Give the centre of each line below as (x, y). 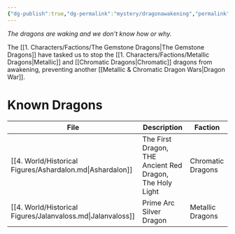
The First (157, 139)
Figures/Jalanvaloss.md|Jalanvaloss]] (73, 216)
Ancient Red (162, 165)
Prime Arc (158, 203)
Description (163, 127)
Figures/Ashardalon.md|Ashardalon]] (72, 170)
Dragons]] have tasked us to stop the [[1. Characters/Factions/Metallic (108, 54)
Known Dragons (55, 105)
